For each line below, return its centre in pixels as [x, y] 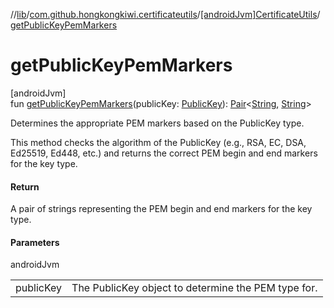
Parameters [35, 242]
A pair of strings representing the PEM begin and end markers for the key [161, 209]
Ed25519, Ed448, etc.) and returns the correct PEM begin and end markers [164, 153]
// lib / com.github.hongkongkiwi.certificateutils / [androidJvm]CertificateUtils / [165, 14]
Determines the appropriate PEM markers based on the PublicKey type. [157, 123]
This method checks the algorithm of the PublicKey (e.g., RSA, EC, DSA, [158, 142]
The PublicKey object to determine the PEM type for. [194, 288]
